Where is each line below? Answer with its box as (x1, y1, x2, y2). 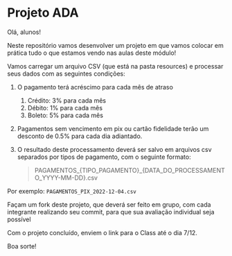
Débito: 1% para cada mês (27, 103, 102, 112)
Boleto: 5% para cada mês (27, 111, 104, 119)
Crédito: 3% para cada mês (27, 96, 106, 105)
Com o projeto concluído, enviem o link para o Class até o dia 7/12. (7, 228, 197, 237)
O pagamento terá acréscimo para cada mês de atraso (17, 83, 173, 91)
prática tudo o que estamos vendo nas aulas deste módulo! (7, 49, 177, 57)
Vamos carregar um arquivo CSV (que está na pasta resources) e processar (7, 62, 224, 70)
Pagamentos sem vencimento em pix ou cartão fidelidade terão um (17, 124, 209, 133)
